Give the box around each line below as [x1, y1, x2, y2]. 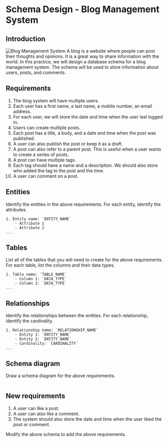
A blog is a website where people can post [67, 48, 155, 54]
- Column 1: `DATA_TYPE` [15, 276, 67, 282]
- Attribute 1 [15, 220, 44, 226]
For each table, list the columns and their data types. [6, 262, 115, 268]
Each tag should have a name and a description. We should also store [13, 162, 158, 168]
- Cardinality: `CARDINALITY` [15, 341, 79, 346]
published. [13, 135, 35, 141]
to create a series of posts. [13, 151, 69, 158]
